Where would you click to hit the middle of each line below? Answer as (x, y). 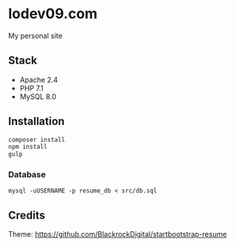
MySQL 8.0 (38, 97)
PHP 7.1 (31, 88)
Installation (36, 122)
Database (27, 175)
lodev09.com (53, 14)
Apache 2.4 (39, 79)
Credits (27, 215)
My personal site (36, 36)
